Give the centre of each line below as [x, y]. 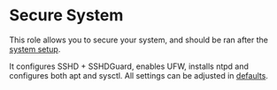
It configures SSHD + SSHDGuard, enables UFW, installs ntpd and [129, 66]
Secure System [66, 15]
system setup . [35, 49]
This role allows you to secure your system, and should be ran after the [138, 40]
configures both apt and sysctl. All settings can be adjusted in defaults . [138, 75]
